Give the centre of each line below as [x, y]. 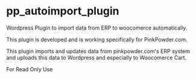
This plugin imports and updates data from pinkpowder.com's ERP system [98, 51]
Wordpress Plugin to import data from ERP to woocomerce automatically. [97, 28]
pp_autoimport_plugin [63, 11]
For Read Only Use [30, 69]
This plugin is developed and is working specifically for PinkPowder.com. [97, 39]
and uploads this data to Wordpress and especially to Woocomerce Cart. [96, 57]
